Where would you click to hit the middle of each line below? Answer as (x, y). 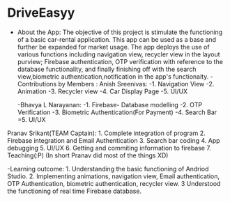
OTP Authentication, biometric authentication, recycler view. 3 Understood (114, 183)
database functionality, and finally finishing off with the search (107, 69)
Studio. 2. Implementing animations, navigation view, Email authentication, (114, 176)
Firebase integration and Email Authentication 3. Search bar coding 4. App (114, 140)
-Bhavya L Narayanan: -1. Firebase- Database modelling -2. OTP (110, 104)
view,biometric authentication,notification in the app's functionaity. (113, 76)
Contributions (37, 84)
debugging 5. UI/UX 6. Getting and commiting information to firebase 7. (109, 148)
